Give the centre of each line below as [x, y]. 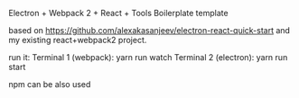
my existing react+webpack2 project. [78, 40]
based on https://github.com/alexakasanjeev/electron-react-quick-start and [149, 30]
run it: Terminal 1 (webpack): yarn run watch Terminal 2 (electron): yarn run [148, 57]
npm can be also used [50, 84]
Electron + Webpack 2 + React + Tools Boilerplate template [118, 13]
